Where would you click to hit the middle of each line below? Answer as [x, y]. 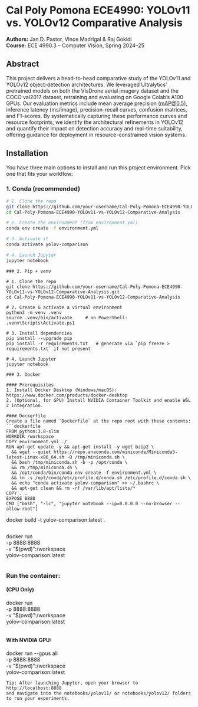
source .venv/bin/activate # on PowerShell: [67, 318]
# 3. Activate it [27, 239]
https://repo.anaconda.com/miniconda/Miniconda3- [115, 452]
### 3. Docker [24, 374]
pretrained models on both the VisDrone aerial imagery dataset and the [92, 91]
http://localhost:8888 [34, 688]
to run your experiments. [38, 699]
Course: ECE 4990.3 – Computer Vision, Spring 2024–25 [75, 45]
